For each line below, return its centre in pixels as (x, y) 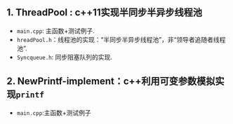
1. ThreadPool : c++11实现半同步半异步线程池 (105, 13)
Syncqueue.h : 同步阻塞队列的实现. (65, 57)
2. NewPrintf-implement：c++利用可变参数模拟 (111, 82)
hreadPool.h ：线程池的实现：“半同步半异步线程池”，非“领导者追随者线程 (121, 39)
